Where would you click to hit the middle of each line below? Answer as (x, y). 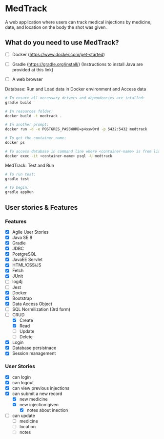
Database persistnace (34, 348)
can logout (23, 382)
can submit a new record (37, 394)
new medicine (33, 399)
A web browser (27, 79)
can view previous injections (41, 388)
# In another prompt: (27, 125)
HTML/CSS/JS (27, 265)
